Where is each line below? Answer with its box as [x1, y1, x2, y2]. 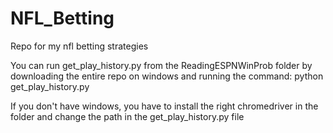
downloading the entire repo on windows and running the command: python [10, 70, 324, 82]
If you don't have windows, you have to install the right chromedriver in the [10, 100, 319, 112]
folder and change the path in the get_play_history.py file [10, 110, 245, 122]
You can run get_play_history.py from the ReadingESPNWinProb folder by [10, 59, 313, 71]
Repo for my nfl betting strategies [10, 40, 149, 52]
